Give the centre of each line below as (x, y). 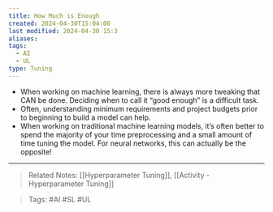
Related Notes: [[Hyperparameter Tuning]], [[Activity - (119, 175)
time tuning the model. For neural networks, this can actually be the (133, 143)
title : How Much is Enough (54, 16)
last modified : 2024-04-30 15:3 (63, 31)
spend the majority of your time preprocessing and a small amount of (136, 134)
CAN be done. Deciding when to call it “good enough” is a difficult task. (139, 100)
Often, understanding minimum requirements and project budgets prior (139, 108)
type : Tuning (30, 69)
